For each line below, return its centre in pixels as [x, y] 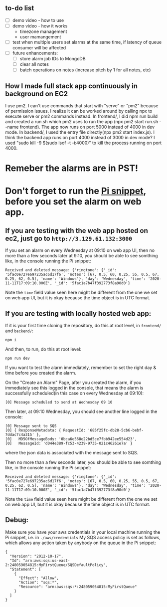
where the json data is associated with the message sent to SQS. [72, 453]
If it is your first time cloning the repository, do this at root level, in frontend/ [83, 326]
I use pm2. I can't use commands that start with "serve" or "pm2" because [82, 106]
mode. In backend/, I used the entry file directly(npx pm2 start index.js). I [80, 132]
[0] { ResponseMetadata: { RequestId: [45, 430]
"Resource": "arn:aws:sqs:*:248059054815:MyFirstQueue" [78, 587]
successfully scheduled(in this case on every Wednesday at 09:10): [75, 393]
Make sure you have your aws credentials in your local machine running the [83, 532]
